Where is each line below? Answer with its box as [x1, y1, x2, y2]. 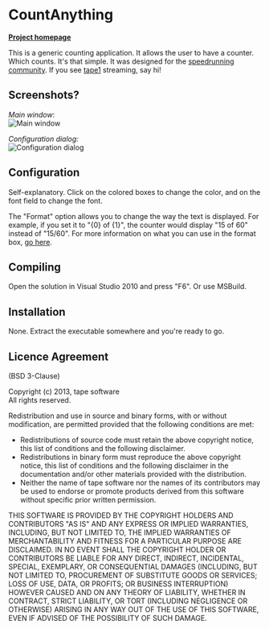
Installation [8, 304, 66, 319]
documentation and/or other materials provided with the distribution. [19, 470, 247, 478]
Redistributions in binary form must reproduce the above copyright [19, 453, 241, 461]
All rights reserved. [8, 395, 71, 404]
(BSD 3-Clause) [8, 371, 60, 380]
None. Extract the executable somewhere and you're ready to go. [8, 326, 225, 336]
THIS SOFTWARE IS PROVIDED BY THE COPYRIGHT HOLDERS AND [8, 511, 234, 520]
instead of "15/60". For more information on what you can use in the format [8, 228, 257, 238]
